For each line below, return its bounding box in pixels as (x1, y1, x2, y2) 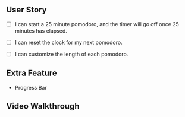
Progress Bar (14, 84, 47, 91)
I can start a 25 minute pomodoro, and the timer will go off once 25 (14, 20, 180, 27)
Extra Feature (6, 68, 58, 78)
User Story (6, 5, 47, 15)
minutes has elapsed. (14, 27, 67, 34)
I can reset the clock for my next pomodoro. (14, 39, 123, 46)
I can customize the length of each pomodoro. (14, 50, 128, 58)
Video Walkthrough (6, 101, 80, 112)
